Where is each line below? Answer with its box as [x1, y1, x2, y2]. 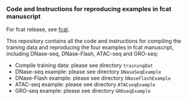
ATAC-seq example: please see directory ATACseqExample [14, 81, 156, 88]
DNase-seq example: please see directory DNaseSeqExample [14, 68, 162, 75]
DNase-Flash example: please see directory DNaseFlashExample [14, 74, 171, 82]
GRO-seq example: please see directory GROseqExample [14, 87, 151, 95]
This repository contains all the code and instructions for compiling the [6, 38, 182, 45]
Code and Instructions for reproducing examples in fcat [6, 5, 172, 13]
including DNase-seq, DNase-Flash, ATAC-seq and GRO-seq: [6, 50, 158, 57]
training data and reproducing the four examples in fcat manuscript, [6, 44, 174, 51]
